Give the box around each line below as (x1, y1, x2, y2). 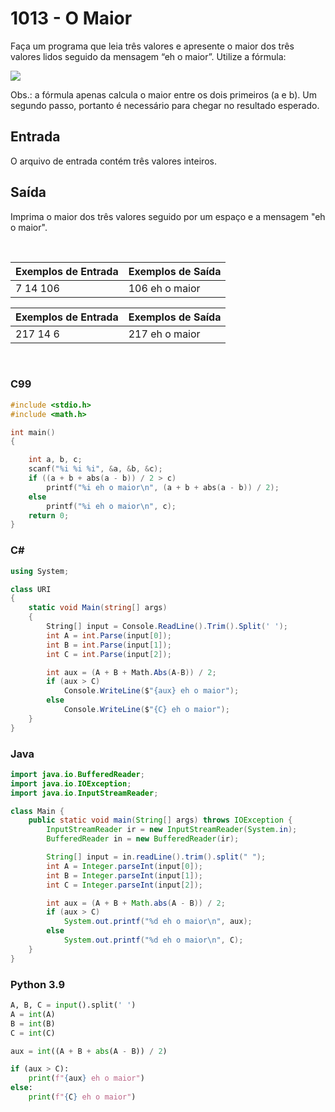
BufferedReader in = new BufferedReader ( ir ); (46, 834, 240, 844)
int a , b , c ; (28, 455, 83, 465)
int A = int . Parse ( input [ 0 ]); (46, 630, 172, 641)
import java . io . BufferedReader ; (10, 769, 145, 779)
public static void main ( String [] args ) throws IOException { (28, 815, 293, 826)
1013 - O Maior (10, 7, 133, 30)
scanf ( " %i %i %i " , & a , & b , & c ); (28, 464, 163, 474)
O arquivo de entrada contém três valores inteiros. (10, 155, 217, 167)
